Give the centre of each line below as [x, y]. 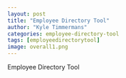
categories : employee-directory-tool [63, 34]
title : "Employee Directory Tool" [59, 21]
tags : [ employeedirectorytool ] [54, 40]
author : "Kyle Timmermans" [47, 27]
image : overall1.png [38, 47]
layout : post [27, 14]
